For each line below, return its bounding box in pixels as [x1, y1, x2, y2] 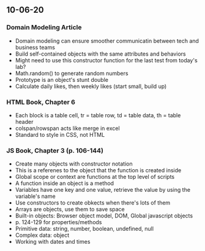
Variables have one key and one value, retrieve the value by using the [15, 186, 191, 194]
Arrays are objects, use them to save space [15, 206, 125, 213]
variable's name [15, 192, 56, 200]
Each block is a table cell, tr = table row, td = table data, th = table [15, 111, 181, 118]
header [15, 118, 34, 125]
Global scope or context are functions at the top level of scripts [15, 173, 175, 181]
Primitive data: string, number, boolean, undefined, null [15, 225, 154, 233]
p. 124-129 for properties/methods [15, 219, 102, 226]
